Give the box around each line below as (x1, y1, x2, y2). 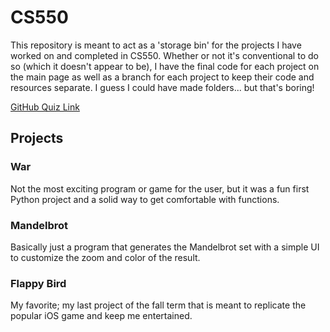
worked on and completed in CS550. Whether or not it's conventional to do (10, 49, 319, 61)
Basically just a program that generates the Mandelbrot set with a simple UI (10, 241, 320, 253)
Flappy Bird (10, 276, 67, 290)
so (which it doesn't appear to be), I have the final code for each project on (10, 60, 320, 72)
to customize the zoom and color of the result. (10, 251, 201, 263)
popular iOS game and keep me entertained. (10, 310, 193, 322)
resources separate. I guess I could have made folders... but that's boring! (10, 81, 315, 93)
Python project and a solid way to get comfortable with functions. (10, 193, 280, 205)
